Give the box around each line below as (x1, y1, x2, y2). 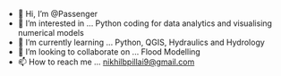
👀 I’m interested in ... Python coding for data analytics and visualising (17, 18, 273, 29)
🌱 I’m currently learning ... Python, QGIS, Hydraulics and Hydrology (17, 37, 266, 47)
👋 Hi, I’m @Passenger (17, 9, 98, 19)
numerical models (17, 28, 85, 38)
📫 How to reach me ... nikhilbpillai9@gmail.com (17, 56, 195, 67)
